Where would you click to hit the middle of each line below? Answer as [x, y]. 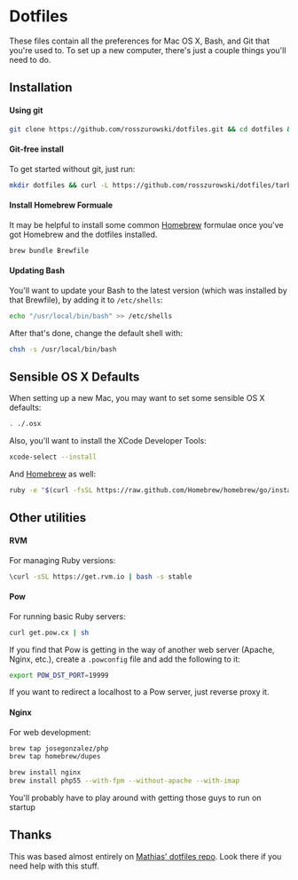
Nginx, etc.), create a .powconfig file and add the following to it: [125, 659]
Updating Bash [37, 271]
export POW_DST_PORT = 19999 [59, 675]
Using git [26, 110]
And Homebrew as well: [52, 474]
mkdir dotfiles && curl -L [59, 185]
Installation [41, 87]
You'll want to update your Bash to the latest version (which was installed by [149, 290]
